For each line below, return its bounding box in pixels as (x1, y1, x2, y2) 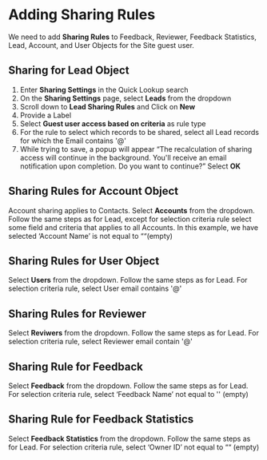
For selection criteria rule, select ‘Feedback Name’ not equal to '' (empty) (8, 390, 249, 399)
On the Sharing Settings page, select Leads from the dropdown (19, 93, 232, 103)
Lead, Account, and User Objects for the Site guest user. (8, 40, 194, 50)
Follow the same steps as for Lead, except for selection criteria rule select (8, 214, 252, 224)
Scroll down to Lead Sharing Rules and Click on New (19, 101, 196, 111)
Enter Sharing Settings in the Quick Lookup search (19, 85, 189, 94)
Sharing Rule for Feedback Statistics (8, 413, 194, 426)
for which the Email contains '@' (19, 136, 126, 145)
